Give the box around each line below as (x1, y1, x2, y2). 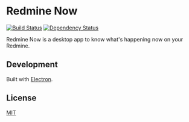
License (6, 93, 37, 103)
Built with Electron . (6, 75, 53, 82)
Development (6, 59, 59, 70)
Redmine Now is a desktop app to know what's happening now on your (6, 35, 184, 43)
